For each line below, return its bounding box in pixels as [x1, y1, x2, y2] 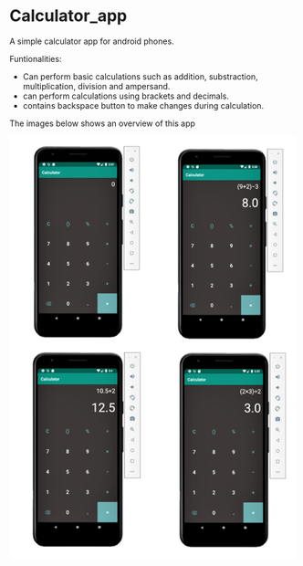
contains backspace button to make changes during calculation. [22, 100, 265, 110]
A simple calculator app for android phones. [9, 36, 175, 47]
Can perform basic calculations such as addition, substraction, [22, 70, 258, 82]
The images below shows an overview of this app [9, 118, 196, 129]
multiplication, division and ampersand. [22, 80, 171, 91]
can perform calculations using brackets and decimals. [22, 90, 230, 101]
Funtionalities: [9, 53, 62, 64]
